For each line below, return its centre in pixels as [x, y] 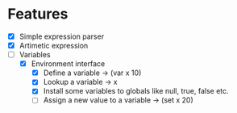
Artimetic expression [54, 46]
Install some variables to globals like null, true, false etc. [136, 91]
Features [38, 14]
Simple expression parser [62, 36]
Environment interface [68, 64]
